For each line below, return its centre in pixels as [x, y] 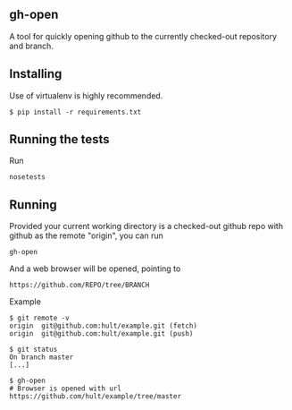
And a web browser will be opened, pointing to [95, 269]
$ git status [33, 350]
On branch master [42, 357]
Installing [36, 74]
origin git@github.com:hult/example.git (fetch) [104, 326]
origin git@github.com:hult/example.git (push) [101, 334]
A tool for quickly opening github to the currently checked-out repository [143, 36]
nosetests [28, 177]
